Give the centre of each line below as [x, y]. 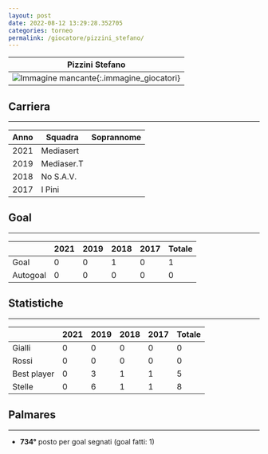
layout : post [30, 16]
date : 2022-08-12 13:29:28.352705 [66, 23]
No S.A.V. [59, 177]
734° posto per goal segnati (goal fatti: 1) [87, 441]
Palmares [32, 415]
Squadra [62, 138]
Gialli [22, 347]
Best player [33, 374]
